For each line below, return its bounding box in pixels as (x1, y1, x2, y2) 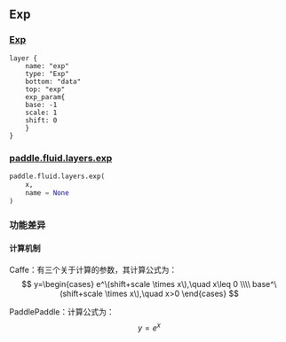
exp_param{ (25, 92, 66, 101)
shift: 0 (25, 115, 58, 125)
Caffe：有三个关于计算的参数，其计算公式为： (9, 264, 178, 275)
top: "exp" (25, 84, 66, 94)
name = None (25, 188, 69, 198)
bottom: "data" (25, 77, 82, 86)
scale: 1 (25, 108, 58, 117)
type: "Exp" (25, 69, 69, 78)
